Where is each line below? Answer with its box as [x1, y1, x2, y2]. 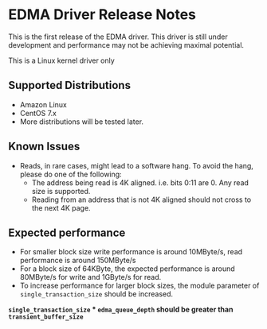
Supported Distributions [8, 79, 132, 92]
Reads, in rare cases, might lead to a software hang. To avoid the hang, [19, 161, 253, 170]
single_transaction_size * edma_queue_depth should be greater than [8, 304, 234, 315]
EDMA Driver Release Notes [8, 6, 197, 24]
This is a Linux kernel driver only [8, 56, 116, 65]
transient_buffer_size [8, 313, 84, 321]
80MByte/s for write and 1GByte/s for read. [19, 273, 162, 282]
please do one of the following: [19, 169, 122, 179]
